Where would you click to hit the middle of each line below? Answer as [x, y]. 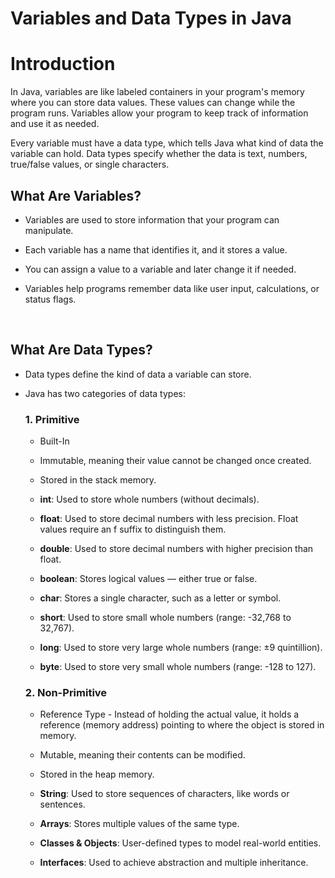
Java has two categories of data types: [105, 393]
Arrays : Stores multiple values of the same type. [139, 824]
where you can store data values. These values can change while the [153, 103]
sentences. [62, 804]
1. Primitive [52, 419]
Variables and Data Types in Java [151, 18]
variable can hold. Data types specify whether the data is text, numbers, [159, 154]
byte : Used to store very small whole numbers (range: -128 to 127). [178, 667]
